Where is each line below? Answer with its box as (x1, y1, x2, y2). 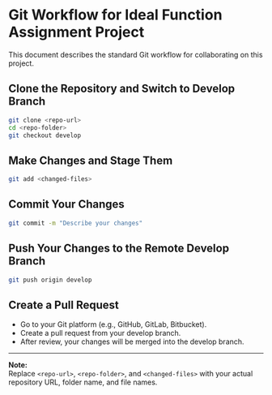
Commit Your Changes (8, 197, 125, 212)
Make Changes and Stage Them (8, 153, 173, 167)
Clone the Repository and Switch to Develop (8, 82, 236, 96)
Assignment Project (8, 23, 145, 41)
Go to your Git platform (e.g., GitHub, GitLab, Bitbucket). (19, 320, 207, 329)
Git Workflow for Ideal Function (8, 6, 223, 24)
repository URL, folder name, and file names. (8, 377, 158, 387)
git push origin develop (8, 276, 92, 284)
